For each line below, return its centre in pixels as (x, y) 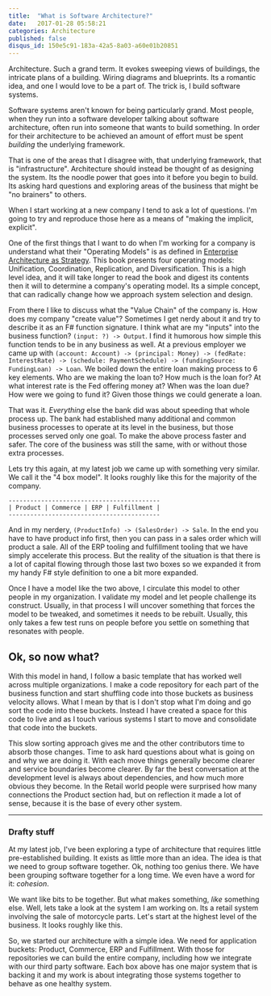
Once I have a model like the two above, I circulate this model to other (124, 588)
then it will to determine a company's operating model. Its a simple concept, (134, 286)
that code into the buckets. (53, 727)
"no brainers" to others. (48, 195)
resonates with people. (46, 632)
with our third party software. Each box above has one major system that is (133, 967)
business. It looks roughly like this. (66, 925)
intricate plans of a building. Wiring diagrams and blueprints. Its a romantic (132, 78)
